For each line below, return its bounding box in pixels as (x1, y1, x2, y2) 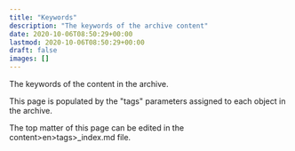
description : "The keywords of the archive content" (9, 21, 209, 30)
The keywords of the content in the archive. (9, 79, 169, 89)
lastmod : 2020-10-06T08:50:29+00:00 (9, 37, 145, 47)
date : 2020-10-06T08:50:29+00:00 (9, 29, 133, 38)
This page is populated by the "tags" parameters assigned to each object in (9, 96, 286, 107)
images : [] (9, 54, 50, 63)
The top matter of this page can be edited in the (9, 123, 185, 133)
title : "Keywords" (9, 12, 77, 22)
